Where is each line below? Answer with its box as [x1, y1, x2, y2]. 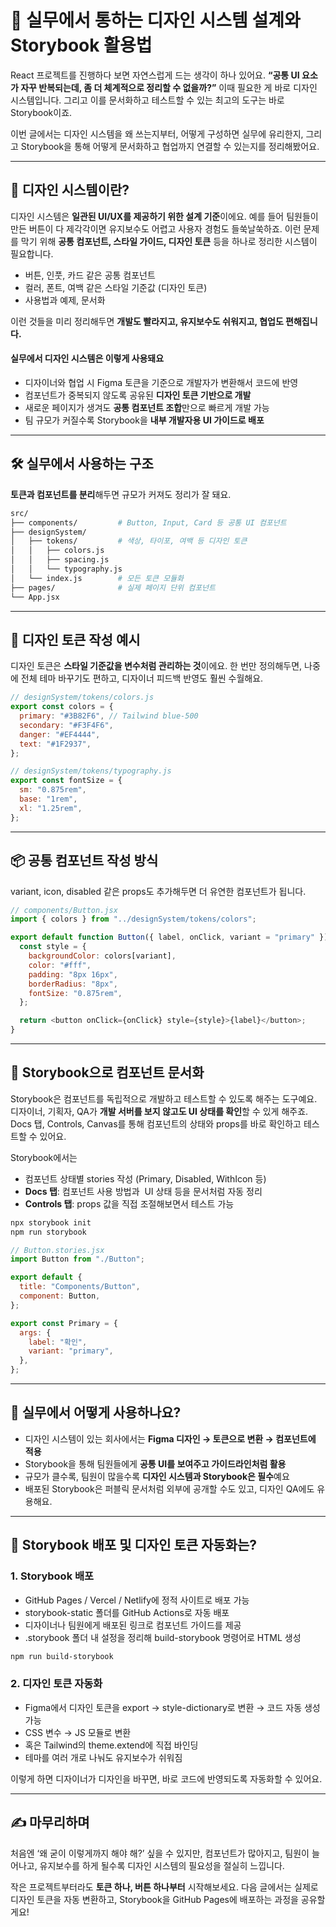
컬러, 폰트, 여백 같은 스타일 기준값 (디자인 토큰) [24, 281, 208, 293]
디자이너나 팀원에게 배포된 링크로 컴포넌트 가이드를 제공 [24, 1619, 242, 1631]
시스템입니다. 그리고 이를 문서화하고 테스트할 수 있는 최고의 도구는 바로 [10, 94, 285, 106]
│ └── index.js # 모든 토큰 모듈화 [10, 573, 185, 583]
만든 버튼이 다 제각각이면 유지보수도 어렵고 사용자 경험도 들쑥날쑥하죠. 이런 [10, 222, 302, 235]
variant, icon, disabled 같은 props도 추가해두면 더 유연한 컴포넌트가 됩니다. [10, 885, 307, 897]
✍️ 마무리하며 [10, 1814, 90, 1831]
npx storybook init [10, 1217, 92, 1228]
